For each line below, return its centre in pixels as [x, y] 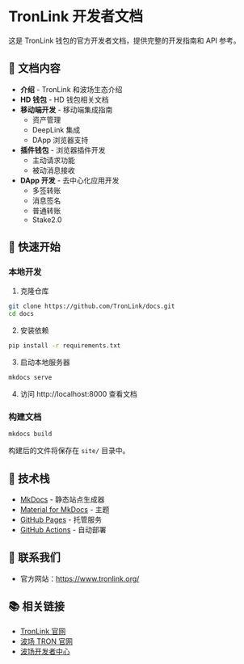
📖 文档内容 [34, 68]
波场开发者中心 [45, 651]
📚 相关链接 [37, 607]
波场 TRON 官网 [46, 641]
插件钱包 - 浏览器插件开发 [63, 149]
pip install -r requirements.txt [65, 346]
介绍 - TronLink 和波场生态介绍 [71, 89]
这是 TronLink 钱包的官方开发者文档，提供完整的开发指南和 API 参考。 [124, 40]
